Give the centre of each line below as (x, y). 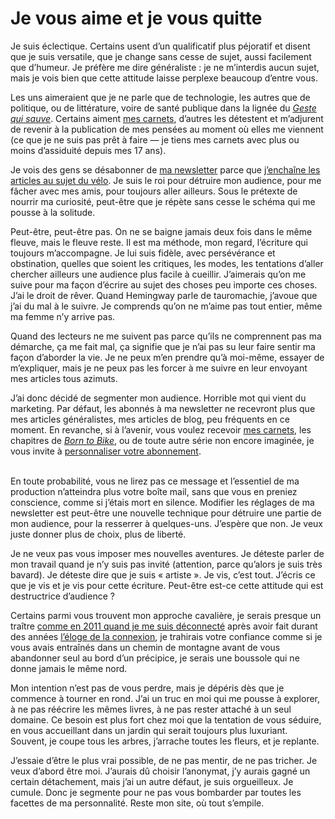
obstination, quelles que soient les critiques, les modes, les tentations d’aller (167, 263)
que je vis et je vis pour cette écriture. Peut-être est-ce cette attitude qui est (167, 585)
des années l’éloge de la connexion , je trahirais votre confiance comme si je (166, 636)
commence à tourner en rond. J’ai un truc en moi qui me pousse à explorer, (165, 698)
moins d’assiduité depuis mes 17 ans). (88, 150)
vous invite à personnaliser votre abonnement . (106, 451)
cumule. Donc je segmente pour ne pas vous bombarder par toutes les (156, 792)
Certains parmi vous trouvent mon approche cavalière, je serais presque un (166, 615)
